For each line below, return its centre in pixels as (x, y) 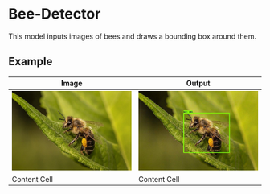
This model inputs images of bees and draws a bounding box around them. (133, 36)
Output (198, 83)
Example (31, 62)
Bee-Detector (55, 14)
